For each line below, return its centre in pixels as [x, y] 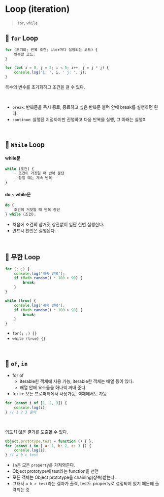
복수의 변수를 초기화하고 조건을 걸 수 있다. [45, 87]
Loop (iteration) [37, 9]
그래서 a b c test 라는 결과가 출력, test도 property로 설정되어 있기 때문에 [83, 484]
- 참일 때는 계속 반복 [33, 178]
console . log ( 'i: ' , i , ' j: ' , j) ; [50, 73]
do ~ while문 [18, 194]
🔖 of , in [16, 363]
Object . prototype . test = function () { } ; [49, 441]
